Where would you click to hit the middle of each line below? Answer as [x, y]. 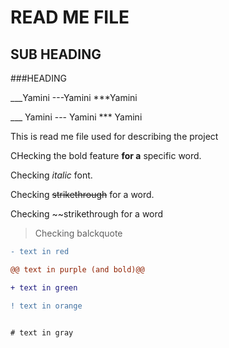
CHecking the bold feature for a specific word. [106, 155]
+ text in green [44, 287]
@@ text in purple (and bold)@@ [77, 269]
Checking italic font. [51, 175]
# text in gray [42, 332]
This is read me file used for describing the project [114, 136]
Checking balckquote [78, 233]
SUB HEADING [56, 54]
